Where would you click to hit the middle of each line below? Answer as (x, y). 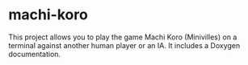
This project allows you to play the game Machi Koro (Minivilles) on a (123, 37)
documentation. (35, 54)
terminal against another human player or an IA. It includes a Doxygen (124, 45)
